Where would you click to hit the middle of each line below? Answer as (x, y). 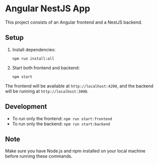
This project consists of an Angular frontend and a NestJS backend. (74, 22)
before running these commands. (39, 156)
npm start (22, 77)
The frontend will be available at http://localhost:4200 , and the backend (79, 86)
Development (26, 107)
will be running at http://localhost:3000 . (47, 91)
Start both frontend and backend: (46, 67)
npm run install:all (33, 59)
